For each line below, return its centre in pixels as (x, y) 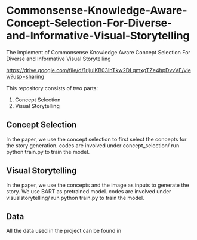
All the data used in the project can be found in (64, 231)
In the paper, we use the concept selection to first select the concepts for (96, 139)
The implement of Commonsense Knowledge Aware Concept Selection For (98, 52)
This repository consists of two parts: (52, 88)
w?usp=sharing (25, 76)
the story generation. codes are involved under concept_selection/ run (93, 145)
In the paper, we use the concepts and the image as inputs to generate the (98, 185)
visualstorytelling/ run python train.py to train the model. (75, 198)
